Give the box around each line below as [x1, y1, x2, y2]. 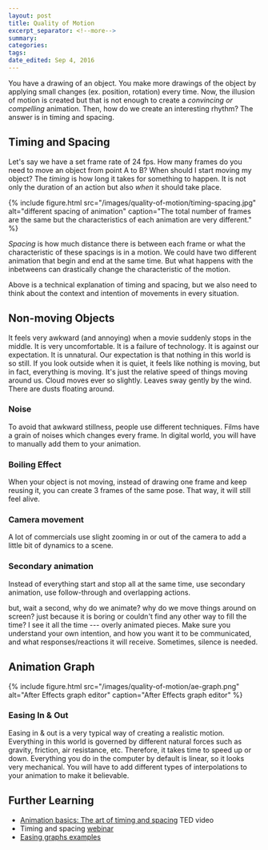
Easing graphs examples [19, 832, 102, 841]
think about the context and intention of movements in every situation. [8, 288, 239, 298]
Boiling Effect [8, 459, 62, 470]
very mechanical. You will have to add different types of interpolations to [8, 762, 248, 772]
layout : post [8, 11, 52, 20]
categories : [8, 42, 48, 50]
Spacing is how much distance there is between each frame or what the [8, 239, 246, 248]
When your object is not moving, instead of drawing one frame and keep [8, 477, 247, 487]
